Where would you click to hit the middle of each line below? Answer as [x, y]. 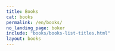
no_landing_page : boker [36, 28]
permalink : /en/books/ [34, 22]
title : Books [22, 11]
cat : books [20, 17]
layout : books [24, 39]
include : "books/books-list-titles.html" [58, 33]
